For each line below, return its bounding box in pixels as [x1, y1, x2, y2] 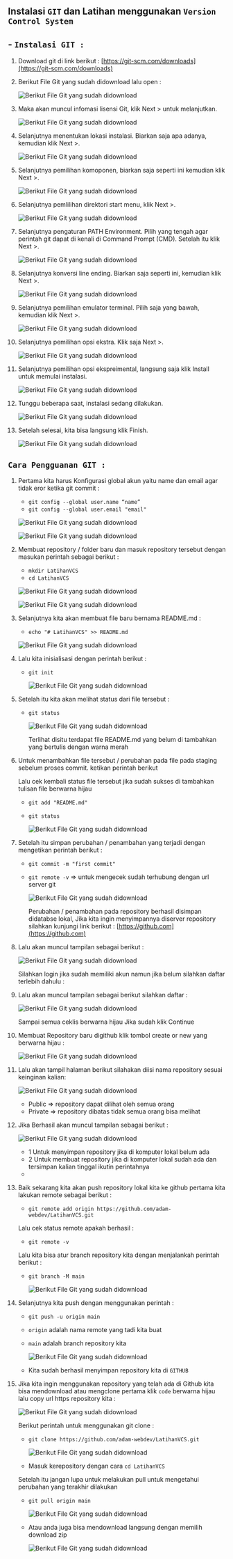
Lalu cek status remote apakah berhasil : [17, 1224, 135, 1233]
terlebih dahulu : [17, 977, 65, 986]
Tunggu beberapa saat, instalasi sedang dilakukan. [17, 399, 164, 408]
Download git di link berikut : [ [17, 57, 104, 65]
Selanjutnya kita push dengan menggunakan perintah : [17, 1299, 174, 1307]
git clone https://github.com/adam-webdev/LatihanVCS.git [28, 1437, 200, 1443]
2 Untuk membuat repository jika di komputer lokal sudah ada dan [28, 1155, 217, 1164]
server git [28, 880, 56, 889]
